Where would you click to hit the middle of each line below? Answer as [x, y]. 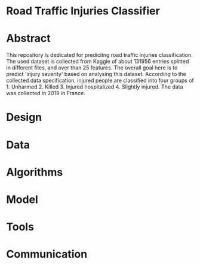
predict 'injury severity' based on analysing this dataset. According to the [96, 74]
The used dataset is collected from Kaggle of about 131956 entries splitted [98, 62]
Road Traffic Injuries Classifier [83, 11]
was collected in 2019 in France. [46, 93]
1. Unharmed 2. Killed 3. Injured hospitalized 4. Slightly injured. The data [95, 87]
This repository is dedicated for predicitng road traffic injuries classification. [99, 55]
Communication [47, 254]
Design [24, 117]
